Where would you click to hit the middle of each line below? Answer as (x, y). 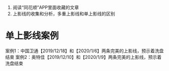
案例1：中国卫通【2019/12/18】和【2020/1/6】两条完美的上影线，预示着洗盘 (84, 51)
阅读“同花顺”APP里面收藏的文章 (46, 7)
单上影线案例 (32, 36)
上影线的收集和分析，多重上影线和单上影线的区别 (64, 14)
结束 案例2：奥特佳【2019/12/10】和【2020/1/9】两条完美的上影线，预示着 (83, 57)
